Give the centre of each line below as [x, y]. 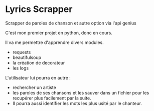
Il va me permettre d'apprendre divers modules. [54, 42]
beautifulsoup [27, 57]
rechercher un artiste [34, 87]
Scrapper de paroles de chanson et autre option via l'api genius [71, 23]
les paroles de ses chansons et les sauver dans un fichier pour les [81, 92]
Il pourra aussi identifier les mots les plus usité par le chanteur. [77, 103]
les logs [21, 68]
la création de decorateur [39, 62]
